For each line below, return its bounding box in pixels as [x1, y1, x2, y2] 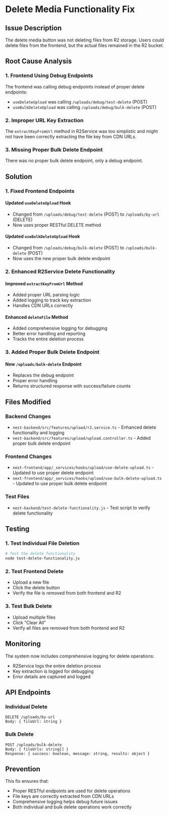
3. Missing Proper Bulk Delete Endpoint [5, 146, 103, 153]
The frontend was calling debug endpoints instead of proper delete [5, 83, 145, 89]
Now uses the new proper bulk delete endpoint [12, 256, 110, 261]
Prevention [5, 765, 40, 773]
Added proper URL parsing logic [12, 292, 80, 298]
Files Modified [5, 397, 51, 406]
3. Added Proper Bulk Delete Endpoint [5, 348, 100, 355]
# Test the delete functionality [5, 551, 76, 556]
